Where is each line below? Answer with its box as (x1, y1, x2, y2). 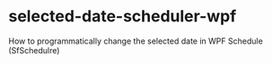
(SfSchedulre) (8, 44, 60, 55)
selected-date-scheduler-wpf (8, 6, 237, 27)
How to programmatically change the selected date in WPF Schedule (8, 36, 264, 46)
